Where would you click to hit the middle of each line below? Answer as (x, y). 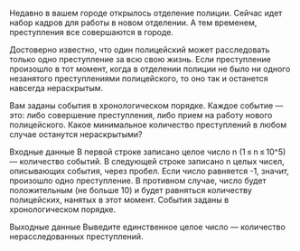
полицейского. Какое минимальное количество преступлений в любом (148, 125)
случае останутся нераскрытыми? (76, 134)
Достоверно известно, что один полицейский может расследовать (140, 50)
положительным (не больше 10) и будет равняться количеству (131, 190)
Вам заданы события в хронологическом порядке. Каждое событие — (146, 106)
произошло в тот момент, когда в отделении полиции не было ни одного (150, 69)
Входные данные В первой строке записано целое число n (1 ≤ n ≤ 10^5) (148, 152)
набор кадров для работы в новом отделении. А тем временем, (133, 23)
